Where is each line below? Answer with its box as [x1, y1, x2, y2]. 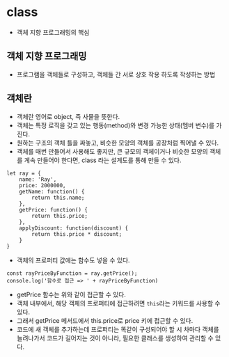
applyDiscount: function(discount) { [19, 224, 129, 232]
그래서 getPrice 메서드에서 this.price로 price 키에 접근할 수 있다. [16, 316, 194, 324]
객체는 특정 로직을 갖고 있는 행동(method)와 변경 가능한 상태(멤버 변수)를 [16, 121, 215, 129]
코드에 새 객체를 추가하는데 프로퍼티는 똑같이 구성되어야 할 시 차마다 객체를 [16, 325, 220, 333]
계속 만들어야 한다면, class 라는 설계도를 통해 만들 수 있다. [24, 156, 182, 164]
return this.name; [31, 194, 85, 201]
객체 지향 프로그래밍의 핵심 [16, 28, 90, 36]
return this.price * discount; [31, 230, 123, 237]
